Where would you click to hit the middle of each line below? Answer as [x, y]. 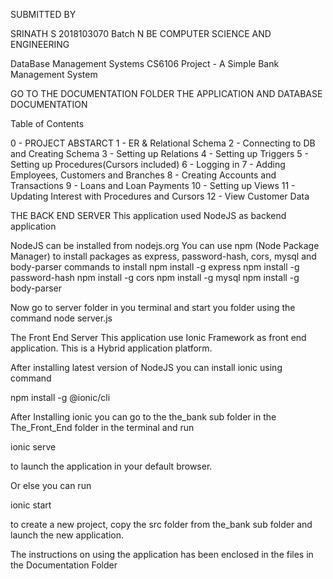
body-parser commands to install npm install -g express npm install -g [155, 267]
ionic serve [33, 447]
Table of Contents [47, 123]
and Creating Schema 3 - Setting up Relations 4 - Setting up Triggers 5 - [160, 153]
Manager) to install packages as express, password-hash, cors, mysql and [163, 256]
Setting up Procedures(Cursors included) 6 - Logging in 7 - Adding [148, 164]
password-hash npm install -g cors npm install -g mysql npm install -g [155, 277]
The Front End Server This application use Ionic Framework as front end [158, 337]
